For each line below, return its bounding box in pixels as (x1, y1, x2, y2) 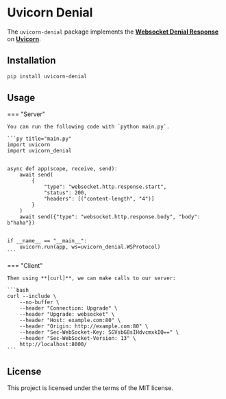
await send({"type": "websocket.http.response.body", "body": (19, 214, 201, 220)
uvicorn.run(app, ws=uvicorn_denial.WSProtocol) (19, 244, 161, 251)
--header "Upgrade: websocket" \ (19, 311, 115, 318)
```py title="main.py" (7, 135, 72, 142)
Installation (7, 55, 56, 67)
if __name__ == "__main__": (7, 238, 88, 244)
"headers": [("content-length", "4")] (43, 196, 155, 203)
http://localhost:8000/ (19, 341, 88, 348)
